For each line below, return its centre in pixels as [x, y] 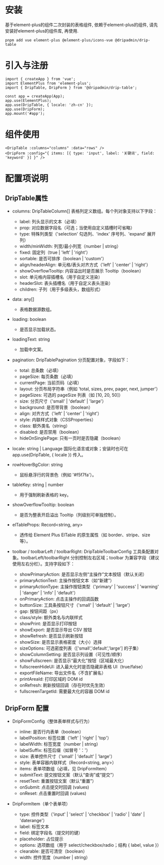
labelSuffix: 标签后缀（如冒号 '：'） [55, 750]
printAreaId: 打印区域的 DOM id [51, 679]
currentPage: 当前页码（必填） [51, 382]
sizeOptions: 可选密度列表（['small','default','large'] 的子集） [80, 648]
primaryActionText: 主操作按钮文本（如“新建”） [67, 580]
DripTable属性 [27, 198]
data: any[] [23, 299]
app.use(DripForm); [25, 109]
